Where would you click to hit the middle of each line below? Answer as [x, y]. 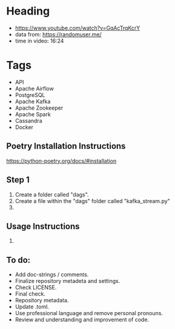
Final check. [30, 294]
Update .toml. [32, 307]
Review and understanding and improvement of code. [82, 320]
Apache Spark [33, 114]
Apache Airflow [35, 88]
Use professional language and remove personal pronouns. [89, 313]
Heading [28, 11]
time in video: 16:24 [39, 41]
